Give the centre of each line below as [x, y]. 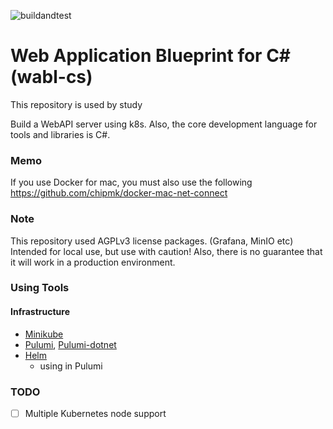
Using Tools [40, 288]
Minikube [44, 334]
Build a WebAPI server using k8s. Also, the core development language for [164, 124]
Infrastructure [40, 312]
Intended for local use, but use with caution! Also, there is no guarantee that [166, 251]
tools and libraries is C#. [60, 134]
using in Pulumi [71, 366]
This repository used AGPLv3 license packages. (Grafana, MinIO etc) [152, 241]
